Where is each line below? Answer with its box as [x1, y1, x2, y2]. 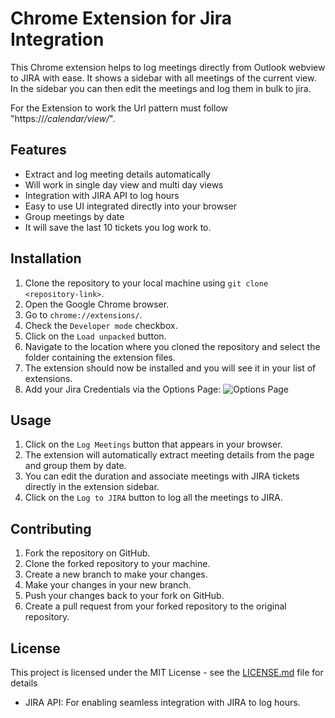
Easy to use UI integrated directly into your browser [24, 200, 237, 212]
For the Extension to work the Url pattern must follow [10, 102, 228, 114]
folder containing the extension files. [24, 351, 176, 363]
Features [10, 142, 67, 159]
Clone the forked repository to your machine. [24, 558, 211, 570]
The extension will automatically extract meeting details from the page [24, 449, 315, 461]
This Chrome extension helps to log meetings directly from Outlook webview [10, 61, 326, 73]
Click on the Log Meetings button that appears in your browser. [24, 438, 283, 451]
